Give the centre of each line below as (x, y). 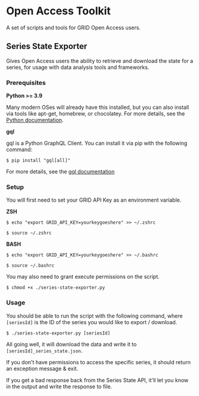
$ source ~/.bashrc (30, 266)
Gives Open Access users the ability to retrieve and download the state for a (100, 60)
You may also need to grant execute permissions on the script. (83, 277)
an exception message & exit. (42, 368)
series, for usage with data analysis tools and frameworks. (78, 67)
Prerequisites (26, 83)
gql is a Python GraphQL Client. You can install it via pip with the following (97, 143)
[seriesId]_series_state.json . (44, 351)
